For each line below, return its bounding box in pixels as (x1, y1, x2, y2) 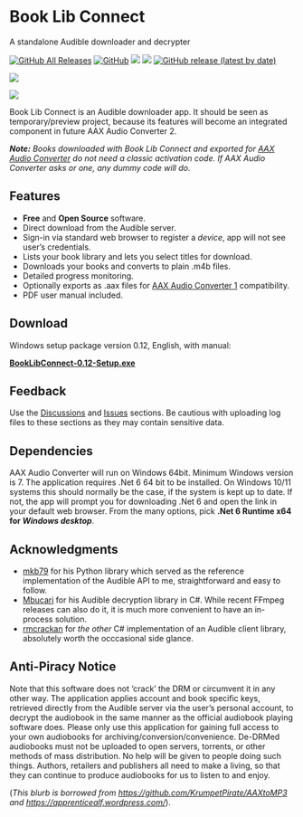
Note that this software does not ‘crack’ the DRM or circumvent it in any (9, 683, 276, 694)
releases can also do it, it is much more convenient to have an (22, 604, 253, 614)
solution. (54, 613, 88, 624)
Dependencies (9, 443, 93, 459)
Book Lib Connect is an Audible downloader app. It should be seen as (9, 106, 269, 117)
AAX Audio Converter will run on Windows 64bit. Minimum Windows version (9, 468, 294, 479)
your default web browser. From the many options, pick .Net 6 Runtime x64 (9, 506, 292, 517)
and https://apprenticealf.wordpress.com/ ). (9, 796, 172, 807)
